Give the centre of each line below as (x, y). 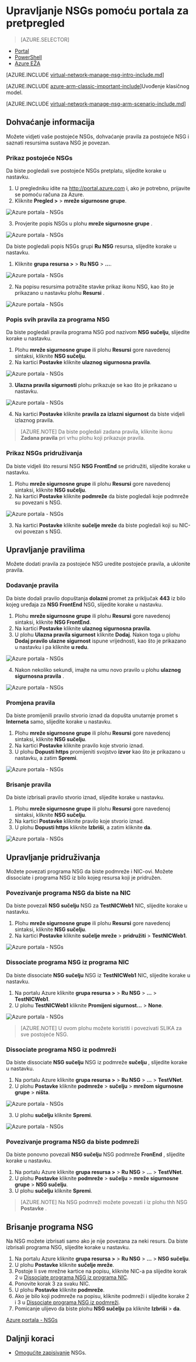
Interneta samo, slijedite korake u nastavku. (59, 722)
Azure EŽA (27, 63)
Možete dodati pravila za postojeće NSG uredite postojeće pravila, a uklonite (98, 564)
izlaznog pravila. (34, 421)
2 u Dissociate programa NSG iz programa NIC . (71, 1277)
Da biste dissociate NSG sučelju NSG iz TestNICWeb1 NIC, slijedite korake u (98, 975)
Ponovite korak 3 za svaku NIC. (52, 1284)
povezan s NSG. (43, 531)
